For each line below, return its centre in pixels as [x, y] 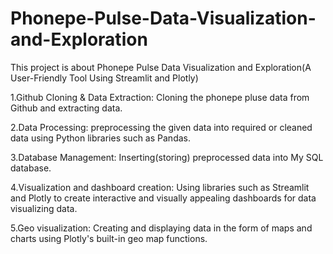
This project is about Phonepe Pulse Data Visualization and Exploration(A [161, 67]
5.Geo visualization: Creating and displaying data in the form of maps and [161, 228]
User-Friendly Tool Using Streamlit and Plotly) [104, 78]
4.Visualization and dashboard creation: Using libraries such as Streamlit [160, 187]
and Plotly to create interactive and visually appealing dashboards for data [163, 198]
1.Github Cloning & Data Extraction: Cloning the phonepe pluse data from [160, 97]
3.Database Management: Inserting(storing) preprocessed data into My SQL [167, 157]
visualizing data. [44, 208]
